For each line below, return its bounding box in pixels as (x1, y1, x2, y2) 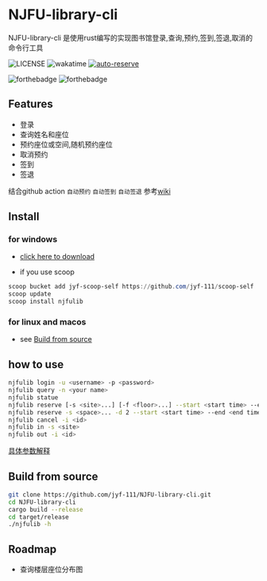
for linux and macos (8, 316, 87, 328)
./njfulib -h (8, 520, 52, 528)
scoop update (8, 290, 52, 298)
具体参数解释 (8, 446, 50, 456)
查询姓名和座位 (19, 129, 69, 139)
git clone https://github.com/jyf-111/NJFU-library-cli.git (8, 490, 212, 499)
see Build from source (19, 335, 93, 344)
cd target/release (8, 512, 69, 521)
